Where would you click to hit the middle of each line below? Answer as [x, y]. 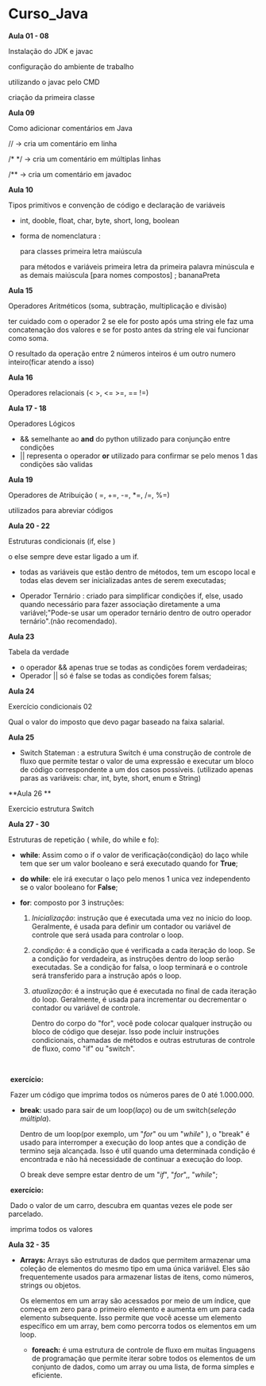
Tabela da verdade [39, 651]
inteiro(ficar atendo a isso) [51, 361]
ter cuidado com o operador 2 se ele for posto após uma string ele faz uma [131, 321]
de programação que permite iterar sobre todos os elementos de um [144, 1358]
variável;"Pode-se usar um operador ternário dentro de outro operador [135, 612]
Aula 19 [21, 479]
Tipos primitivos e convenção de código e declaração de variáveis [117, 205]
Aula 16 [21, 377]
